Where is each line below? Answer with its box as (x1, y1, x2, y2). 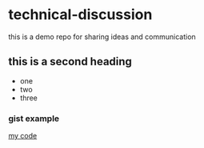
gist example (8, 113, 60, 124)
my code (8, 131, 38, 141)
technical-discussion (8, 6, 153, 24)
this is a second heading (8, 55, 132, 68)
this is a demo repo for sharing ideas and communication (8, 32, 196, 41)
